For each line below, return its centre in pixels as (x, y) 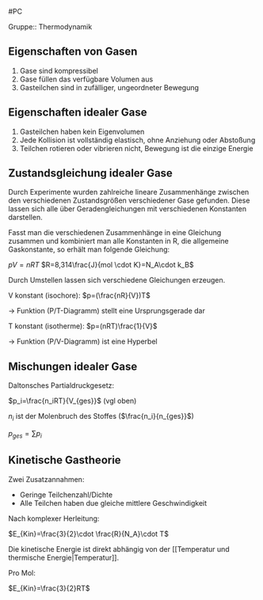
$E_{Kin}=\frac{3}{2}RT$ (49, 588)
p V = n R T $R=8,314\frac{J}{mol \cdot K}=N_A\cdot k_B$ (101, 265)
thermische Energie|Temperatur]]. (64, 557)
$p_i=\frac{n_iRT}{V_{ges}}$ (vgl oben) (72, 401)
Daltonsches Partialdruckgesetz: (61, 385)
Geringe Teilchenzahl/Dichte (66, 495)
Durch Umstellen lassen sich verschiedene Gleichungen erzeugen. (117, 280)
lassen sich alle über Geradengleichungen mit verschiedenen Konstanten (128, 209)
